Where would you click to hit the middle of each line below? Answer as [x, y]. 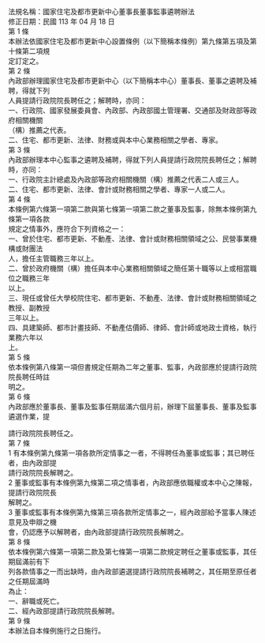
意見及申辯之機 [32, 522]
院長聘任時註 [29, 377]
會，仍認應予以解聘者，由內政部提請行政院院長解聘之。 [98, 532]
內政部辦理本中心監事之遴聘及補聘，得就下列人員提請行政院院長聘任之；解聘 [132, 160]
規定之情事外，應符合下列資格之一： [67, 229]
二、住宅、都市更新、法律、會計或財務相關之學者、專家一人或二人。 [119, 189]
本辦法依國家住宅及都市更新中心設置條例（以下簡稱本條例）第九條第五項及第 [132, 41]
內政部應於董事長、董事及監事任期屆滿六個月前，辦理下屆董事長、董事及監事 [132, 406]
